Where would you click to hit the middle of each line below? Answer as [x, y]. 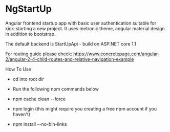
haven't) [22, 114]
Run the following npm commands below [56, 89]
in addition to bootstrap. [30, 34]
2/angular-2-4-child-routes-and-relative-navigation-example [70, 59]
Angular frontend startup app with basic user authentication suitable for [81, 23]
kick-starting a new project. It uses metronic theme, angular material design [85, 28]
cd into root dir [28, 79]
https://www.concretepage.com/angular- [117, 54]
